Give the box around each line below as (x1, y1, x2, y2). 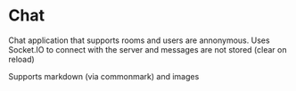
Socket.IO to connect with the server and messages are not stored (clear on (8, 44, 287, 54)
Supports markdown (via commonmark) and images (8, 70, 200, 81)
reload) (8, 54, 35, 64)
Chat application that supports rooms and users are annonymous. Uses (8, 35, 270, 45)
